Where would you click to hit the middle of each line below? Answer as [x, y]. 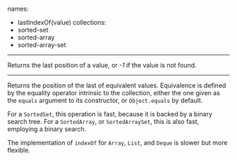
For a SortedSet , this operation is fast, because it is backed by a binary [110, 114]
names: [18, 9]
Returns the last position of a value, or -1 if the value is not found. [102, 65]
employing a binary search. [47, 129]
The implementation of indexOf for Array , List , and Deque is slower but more [117, 143]
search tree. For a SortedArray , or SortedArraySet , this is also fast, [103, 122]
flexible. [19, 150]
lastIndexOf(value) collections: [62, 22]
